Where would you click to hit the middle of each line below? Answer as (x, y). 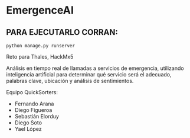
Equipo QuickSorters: (32, 92)
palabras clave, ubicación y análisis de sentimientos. (70, 81)
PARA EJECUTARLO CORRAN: (62, 32)
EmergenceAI (40, 10)
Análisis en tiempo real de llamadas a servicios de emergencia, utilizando (95, 68)
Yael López (28, 129)
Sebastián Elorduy (37, 116)
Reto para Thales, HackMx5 (40, 57)
